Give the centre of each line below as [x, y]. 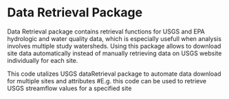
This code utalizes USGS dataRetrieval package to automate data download [114, 74]
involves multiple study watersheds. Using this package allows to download [114, 46]
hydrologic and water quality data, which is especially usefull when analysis [115, 38]
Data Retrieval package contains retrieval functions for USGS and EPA [106, 31]
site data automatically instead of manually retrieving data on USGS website [115, 53]
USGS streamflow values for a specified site [69, 88]
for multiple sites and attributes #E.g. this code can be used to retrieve [107, 81]
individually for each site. [43, 60]
